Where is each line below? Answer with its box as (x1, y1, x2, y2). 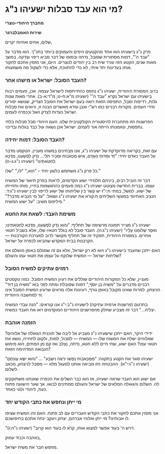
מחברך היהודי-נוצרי (5, 20, 44, 26)
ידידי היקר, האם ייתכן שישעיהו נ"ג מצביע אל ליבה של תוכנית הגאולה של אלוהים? (5, 330, 153, 336)
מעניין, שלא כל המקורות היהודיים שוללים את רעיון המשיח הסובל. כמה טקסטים (5, 276, 149, 282)
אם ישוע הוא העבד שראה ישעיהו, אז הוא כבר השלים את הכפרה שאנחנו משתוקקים (5, 376, 156, 382)
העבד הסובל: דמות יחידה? (5, 136, 65, 143)
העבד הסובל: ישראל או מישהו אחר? (5, 77, 87, 84)
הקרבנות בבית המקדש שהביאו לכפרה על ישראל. (5, 238, 95, 244)
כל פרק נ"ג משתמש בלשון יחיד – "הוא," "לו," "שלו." (5, 167, 101, 174)
